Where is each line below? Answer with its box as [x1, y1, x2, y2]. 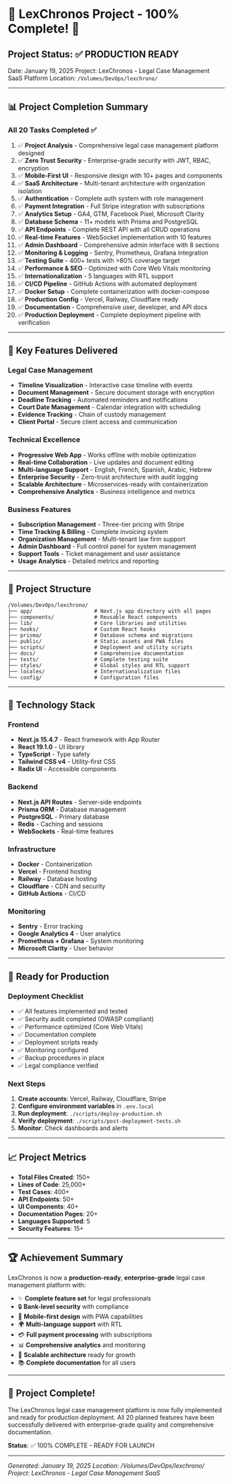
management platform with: [8, 1280, 86, 1289]
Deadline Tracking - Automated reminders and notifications [17, 396, 188, 404]
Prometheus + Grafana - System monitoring [17, 937, 144, 945]
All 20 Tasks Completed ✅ [8, 126, 97, 135]
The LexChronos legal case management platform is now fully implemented [8, 1405, 222, 1414]
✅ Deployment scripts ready [17, 1038, 98, 1047]
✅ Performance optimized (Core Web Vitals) [17, 1022, 144, 1031]
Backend [8, 782, 39, 792]
